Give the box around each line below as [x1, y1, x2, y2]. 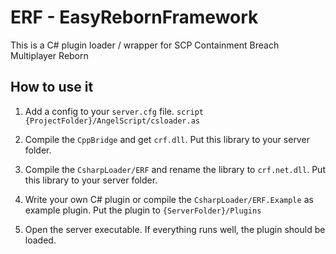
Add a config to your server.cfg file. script [24, 105, 204, 117]
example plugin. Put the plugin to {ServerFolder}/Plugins [24, 204, 262, 216]
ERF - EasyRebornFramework [10, 6, 259, 29]
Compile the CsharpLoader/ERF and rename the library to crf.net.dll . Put [24, 163, 326, 175]
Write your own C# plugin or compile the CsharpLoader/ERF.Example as [24, 193, 314, 205]
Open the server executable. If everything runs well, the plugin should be [24, 223, 326, 235]
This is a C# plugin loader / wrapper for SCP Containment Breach [10, 39, 280, 51]
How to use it [10, 79, 94, 96]
